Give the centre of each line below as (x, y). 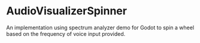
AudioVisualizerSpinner (67, 11)
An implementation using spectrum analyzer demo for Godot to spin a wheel (100, 27)
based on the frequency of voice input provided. (66, 33)
